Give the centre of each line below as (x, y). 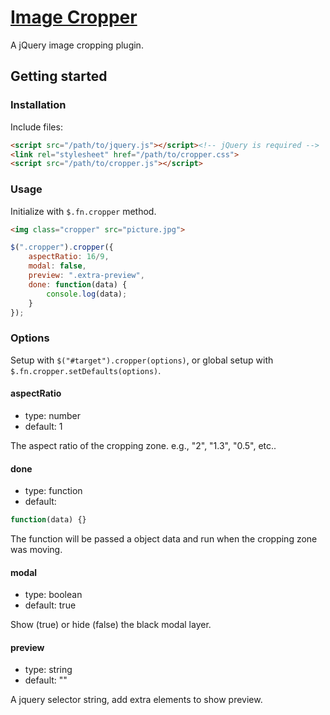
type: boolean (53, 595)
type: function (53, 491)
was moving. (36, 549)
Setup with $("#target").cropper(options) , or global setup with (142, 360)
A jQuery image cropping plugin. (77, 45)
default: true (50, 605)
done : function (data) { (78, 284)
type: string (48, 670)
